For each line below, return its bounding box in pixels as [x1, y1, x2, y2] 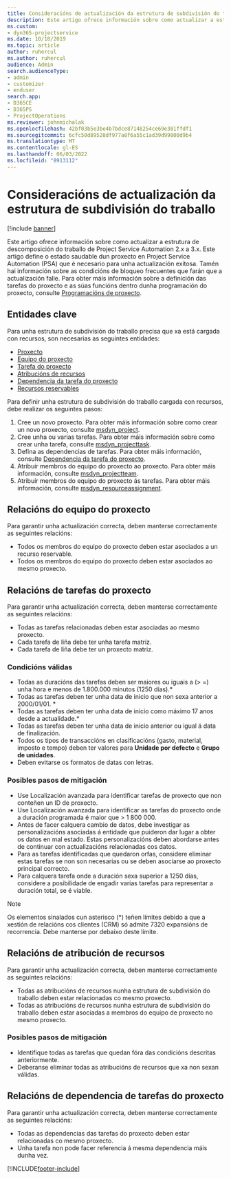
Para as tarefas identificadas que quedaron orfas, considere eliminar [16, 850, 212, 858]
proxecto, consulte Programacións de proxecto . [7, 288, 142, 296]
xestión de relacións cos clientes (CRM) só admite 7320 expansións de [7, 920, 208, 929]
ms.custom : [7, 23, 38, 30]
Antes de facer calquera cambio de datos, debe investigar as [16, 820, 190, 829]
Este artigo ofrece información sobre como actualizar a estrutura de [7, 237, 199, 246]
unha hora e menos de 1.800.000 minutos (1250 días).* [16, 685, 173, 693]
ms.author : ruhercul [7, 55, 67, 62]
